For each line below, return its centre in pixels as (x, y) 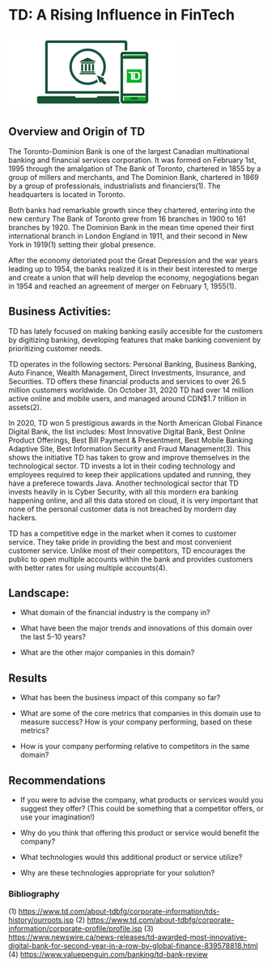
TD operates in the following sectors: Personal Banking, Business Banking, (132, 364)
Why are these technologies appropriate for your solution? (117, 873)
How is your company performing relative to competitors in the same (135, 747)
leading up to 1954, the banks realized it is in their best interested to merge (133, 268)
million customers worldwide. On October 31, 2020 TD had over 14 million (131, 390)
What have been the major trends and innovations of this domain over (136, 628)
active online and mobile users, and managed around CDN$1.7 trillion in (127, 398)
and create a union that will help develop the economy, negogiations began (134, 277)
